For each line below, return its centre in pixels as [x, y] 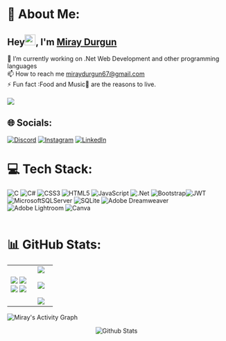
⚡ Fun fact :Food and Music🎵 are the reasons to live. [82, 84]
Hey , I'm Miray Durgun [62, 42]
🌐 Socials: [30, 123]
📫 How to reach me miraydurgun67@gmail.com [76, 74]
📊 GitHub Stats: [54, 244]
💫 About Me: [44, 14]
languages [22, 66]
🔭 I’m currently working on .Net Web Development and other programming [113, 59]
